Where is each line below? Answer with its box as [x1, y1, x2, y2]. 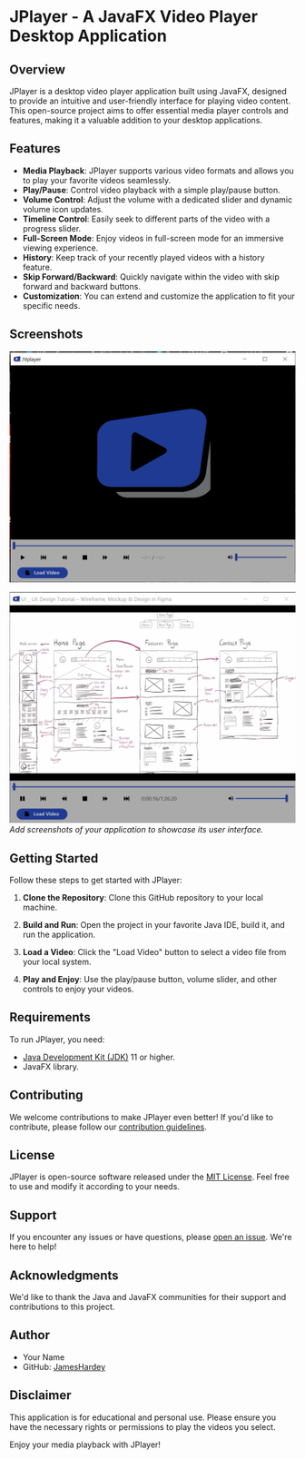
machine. [22, 902, 58, 912]
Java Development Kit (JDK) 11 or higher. [22, 1051, 175, 1062]
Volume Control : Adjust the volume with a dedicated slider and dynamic [22, 193, 293, 205]
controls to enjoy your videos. [22, 983, 134, 994]
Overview [9, 62, 66, 77]
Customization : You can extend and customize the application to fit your [22, 291, 295, 301]
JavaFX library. [22, 1060, 80, 1072]
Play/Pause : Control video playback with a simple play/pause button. [22, 184, 281, 195]
